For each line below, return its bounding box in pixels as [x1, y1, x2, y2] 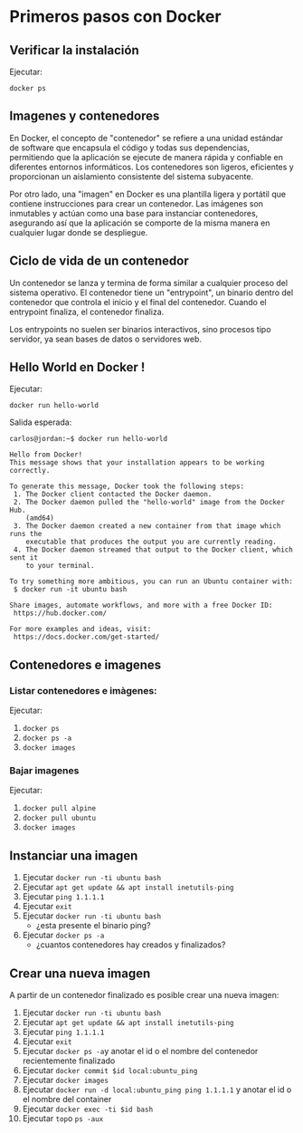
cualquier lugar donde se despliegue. [9, 226, 148, 237]
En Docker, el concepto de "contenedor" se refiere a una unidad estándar [9, 132, 283, 143]
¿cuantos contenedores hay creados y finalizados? [35, 939, 226, 950]
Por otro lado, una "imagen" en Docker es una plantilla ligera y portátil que [9, 188, 287, 199]
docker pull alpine [22, 804, 97, 813]
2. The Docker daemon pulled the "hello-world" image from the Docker [13, 498, 285, 507]
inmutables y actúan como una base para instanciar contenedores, [9, 207, 259, 218]
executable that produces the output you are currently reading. [25, 537, 278, 547]
